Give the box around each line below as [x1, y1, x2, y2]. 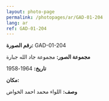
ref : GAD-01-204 [6, 25, 47, 32]
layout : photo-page [6, 8, 55, 15]
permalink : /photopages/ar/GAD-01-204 [6, 14, 103, 20]
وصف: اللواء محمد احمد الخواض [6, 88, 78, 96]
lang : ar [6, 20, 28, 26]
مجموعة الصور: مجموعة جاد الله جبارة [6, 53, 91, 60]
